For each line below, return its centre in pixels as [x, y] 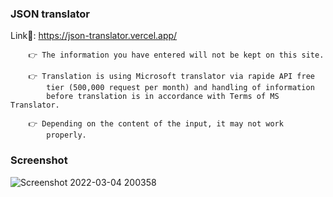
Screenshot [39, 160]
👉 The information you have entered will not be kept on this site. [176, 55]
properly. [66, 135]
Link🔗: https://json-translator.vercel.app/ [94, 36]
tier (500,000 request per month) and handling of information [180, 88]
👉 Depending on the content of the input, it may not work [156, 124]
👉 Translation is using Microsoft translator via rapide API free [171, 77]
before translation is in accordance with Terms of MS [163, 97]
